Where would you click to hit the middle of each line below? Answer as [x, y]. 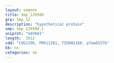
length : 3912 [20, 39]
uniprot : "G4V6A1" [24, 34]
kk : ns [12, 48]
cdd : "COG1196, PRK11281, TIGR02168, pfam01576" [57, 43]
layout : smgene [21, 10]
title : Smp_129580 [24, 15]
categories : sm [21, 52]
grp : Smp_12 [18, 19]
